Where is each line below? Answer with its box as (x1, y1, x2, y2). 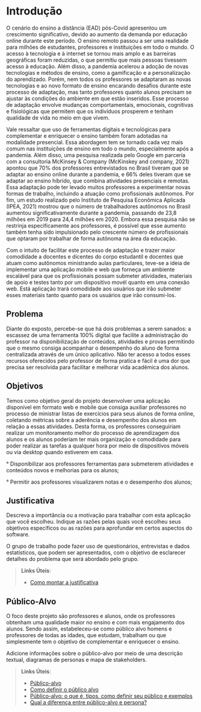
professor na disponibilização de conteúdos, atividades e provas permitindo (6, 338, 195, 345)
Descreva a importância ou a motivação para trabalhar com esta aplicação (6, 512, 191, 519)
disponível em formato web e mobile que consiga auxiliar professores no (6, 403, 187, 411)
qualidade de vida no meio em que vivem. (6, 114, 110, 121)
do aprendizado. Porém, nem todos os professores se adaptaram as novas (6, 75, 191, 83)
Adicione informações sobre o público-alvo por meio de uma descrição (6, 650, 183, 657)
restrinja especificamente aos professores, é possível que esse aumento (6, 222, 187, 229)
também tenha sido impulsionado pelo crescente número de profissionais (6, 228, 188, 236)
